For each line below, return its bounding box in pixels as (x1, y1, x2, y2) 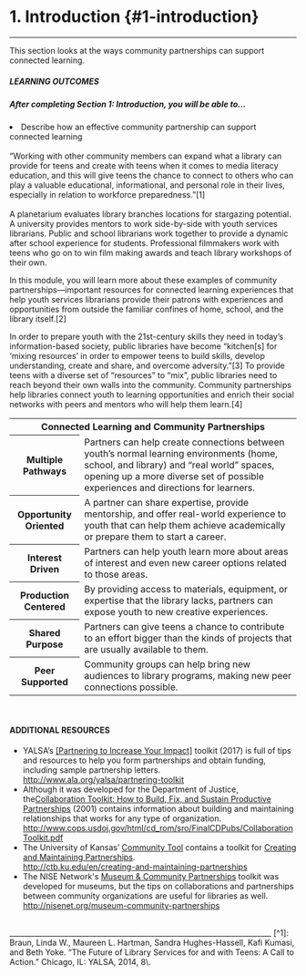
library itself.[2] (9, 313, 66, 324)
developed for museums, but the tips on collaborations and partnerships (22, 880, 294, 891)
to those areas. (84, 568, 148, 580)
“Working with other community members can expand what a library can (9, 150, 282, 161)
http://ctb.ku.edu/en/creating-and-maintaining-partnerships (22, 861, 248, 872)
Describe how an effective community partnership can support (21, 121, 257, 133)
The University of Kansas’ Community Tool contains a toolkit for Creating (22, 841, 297, 853)
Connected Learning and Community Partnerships (40, 421, 266, 434)
